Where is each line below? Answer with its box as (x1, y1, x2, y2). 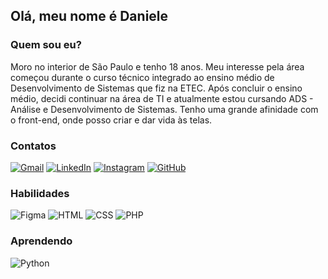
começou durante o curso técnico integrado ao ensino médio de (10, 71, 275, 83)
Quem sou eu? (10, 38, 82, 52)
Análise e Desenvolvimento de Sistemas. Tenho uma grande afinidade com (10, 103, 319, 115)
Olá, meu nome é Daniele (10, 8, 169, 25)
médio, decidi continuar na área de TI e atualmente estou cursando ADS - (10, 92, 314, 104)
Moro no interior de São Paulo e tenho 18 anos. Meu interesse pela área (10, 60, 305, 73)
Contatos (10, 139, 57, 153)
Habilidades (10, 186, 70, 200)
